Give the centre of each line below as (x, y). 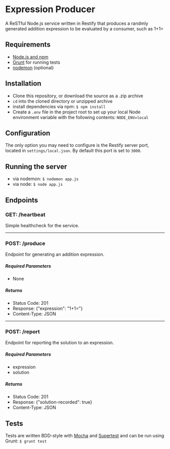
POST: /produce (25, 243)
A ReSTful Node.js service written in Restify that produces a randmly (77, 23)
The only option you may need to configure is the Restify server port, (77, 145)
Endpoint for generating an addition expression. (55, 255)
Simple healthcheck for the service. (42, 225)
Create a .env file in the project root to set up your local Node (76, 112)
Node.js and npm (30, 57)
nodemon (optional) (33, 67)
